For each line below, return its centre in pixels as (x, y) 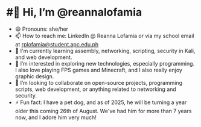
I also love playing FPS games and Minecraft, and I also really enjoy (99, 70)
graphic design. (34, 76)
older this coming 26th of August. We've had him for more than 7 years (103, 111)
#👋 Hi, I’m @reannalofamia (74, 12)
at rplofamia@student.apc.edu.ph (57, 44)
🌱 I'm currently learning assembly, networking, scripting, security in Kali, (105, 51)
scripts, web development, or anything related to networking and (95, 89)
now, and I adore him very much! (56, 117)
